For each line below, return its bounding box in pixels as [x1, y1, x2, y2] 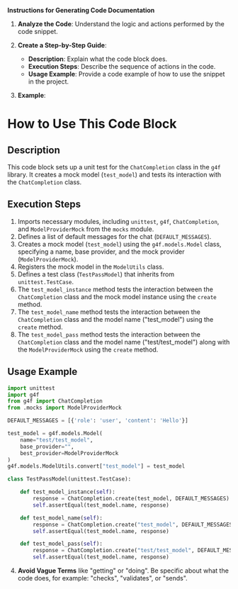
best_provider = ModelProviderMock [20, 449, 119, 456]
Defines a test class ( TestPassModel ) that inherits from [17, 269, 175, 279]
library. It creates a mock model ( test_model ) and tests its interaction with [7, 170, 222, 179]
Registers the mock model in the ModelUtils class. [17, 262, 164, 271]
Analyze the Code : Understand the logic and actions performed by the [17, 20, 225, 28]
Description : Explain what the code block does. [28, 55, 168, 63]
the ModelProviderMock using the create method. [17, 345, 159, 354]
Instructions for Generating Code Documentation [7, 6, 155, 14]
